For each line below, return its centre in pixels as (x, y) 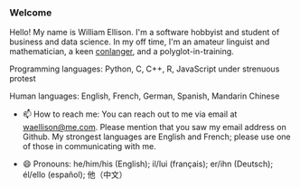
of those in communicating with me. (89, 146)
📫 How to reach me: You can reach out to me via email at (130, 114)
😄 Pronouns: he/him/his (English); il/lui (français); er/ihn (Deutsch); (148, 164)
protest (23, 79)
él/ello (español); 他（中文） (75, 175)
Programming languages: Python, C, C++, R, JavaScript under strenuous (145, 69)
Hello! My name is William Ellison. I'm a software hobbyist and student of (145, 33)
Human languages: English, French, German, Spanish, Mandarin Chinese (145, 96)
